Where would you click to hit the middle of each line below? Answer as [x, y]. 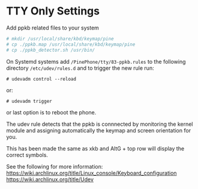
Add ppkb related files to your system [52, 28]
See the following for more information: [55, 166]
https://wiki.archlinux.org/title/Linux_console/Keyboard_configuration [91, 173]
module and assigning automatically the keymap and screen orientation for [98, 130]
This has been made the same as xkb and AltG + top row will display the [95, 148]
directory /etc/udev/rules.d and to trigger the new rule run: [80, 68]
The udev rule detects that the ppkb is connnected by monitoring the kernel [100, 124]
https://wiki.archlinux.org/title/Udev [50, 179]
